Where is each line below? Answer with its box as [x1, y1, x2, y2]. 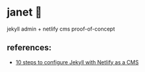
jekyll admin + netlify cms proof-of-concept [7, 25, 115, 32]
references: [7, 43, 52, 53]
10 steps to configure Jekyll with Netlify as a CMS [15, 58, 139, 65]
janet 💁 [7, 5, 43, 19]
